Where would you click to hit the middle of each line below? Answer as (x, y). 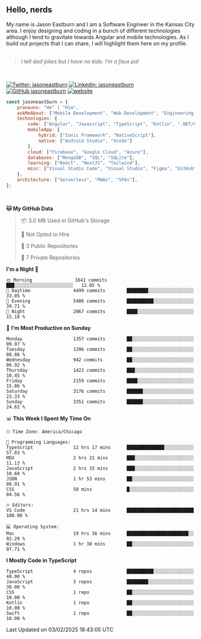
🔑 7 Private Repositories (50, 258)
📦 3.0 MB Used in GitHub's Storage (65, 220)
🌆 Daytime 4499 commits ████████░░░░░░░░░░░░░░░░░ (100, 290)
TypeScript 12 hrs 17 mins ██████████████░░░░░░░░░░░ (100, 447)
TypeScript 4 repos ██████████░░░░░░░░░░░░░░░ (100, 571)
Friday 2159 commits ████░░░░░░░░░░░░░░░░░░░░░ (100, 381)
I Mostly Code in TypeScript (41, 560)
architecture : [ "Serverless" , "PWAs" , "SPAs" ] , (77, 180)
